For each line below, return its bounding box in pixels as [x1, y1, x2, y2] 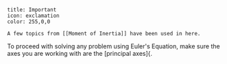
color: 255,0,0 [7, 18, 51, 25]
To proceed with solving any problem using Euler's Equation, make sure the [7, 42, 221, 50]
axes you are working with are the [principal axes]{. [7, 50, 153, 57]
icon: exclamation [7, 12, 60, 19]
